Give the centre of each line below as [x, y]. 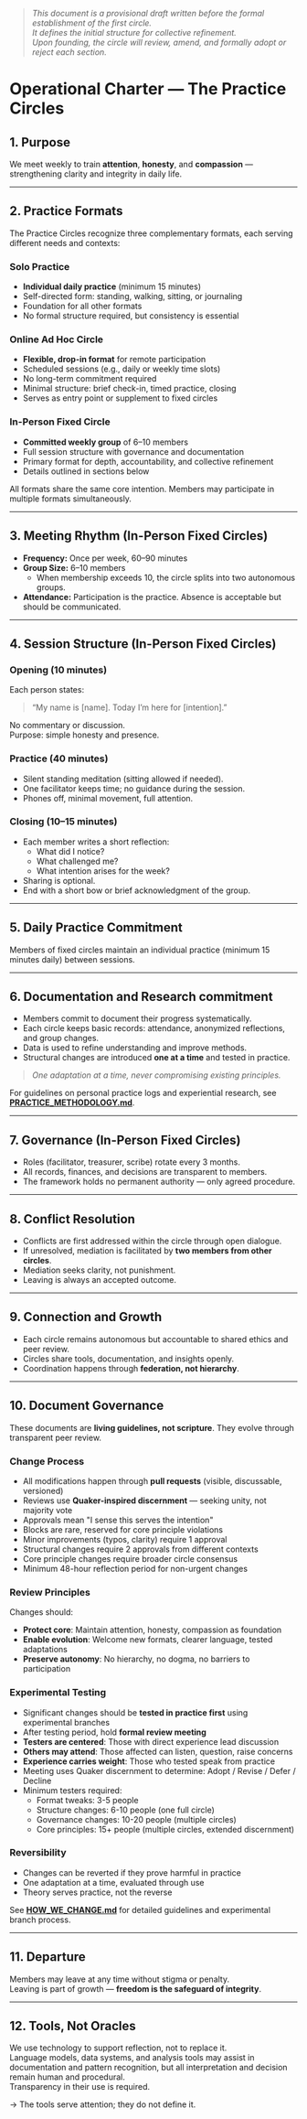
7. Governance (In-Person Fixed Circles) [125, 1140]
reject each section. [69, 52]
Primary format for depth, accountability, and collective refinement [148, 461]
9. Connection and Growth [86, 1317]
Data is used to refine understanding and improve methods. [135, 1048]
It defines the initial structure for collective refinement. [134, 32]
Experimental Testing [58, 1693]
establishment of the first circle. [92, 23]
